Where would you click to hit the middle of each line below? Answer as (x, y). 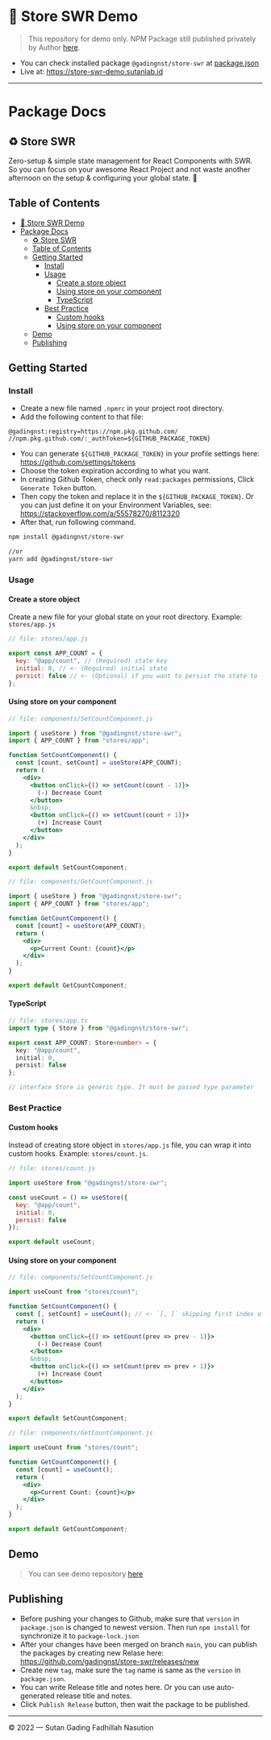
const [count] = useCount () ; (65, 1469)
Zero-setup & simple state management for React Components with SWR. (131, 160)
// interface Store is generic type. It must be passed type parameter (131, 1088)
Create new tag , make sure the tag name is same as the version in (130, 1670)
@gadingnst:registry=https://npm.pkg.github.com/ (94, 432)
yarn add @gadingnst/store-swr (61, 560)
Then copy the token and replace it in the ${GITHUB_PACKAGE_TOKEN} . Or (137, 497)
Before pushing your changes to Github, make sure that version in (129, 1618)
